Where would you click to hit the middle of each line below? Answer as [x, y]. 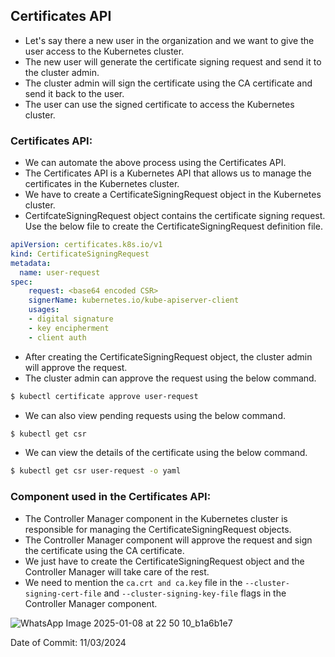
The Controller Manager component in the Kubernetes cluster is [156, 518]
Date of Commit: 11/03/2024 [68, 642]
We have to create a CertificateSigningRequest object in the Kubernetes [173, 195]
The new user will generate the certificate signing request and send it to [173, 61]
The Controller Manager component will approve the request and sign [168, 540]
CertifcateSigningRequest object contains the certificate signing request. [175, 216]
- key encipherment [69, 328]
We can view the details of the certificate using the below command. [166, 453]
